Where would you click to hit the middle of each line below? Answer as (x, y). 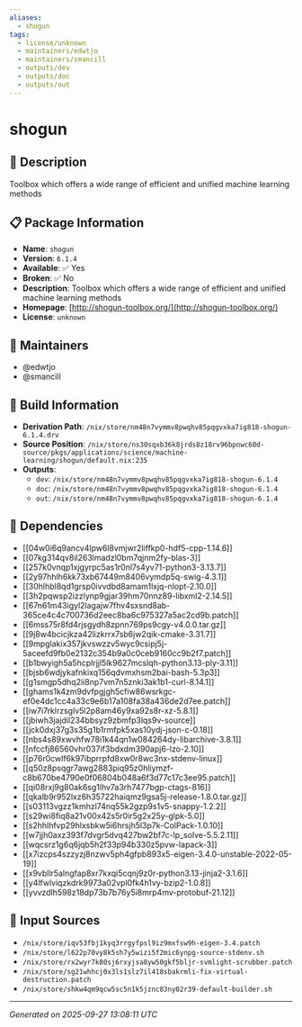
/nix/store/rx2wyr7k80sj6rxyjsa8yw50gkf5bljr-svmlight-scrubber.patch (157, 962)
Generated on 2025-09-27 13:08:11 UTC (84, 1014)
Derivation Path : (53, 427)
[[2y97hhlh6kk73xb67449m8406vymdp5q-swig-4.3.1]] (124, 576)
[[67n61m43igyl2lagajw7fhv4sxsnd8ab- (96, 605)
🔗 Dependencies (56, 526)
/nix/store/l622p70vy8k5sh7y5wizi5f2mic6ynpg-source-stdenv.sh (143, 952)
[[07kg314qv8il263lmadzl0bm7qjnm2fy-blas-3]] (111, 557)
